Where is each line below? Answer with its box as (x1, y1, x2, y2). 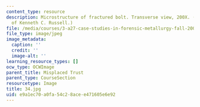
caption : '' (11, 42, 42, 48)
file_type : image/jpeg (6, 31, 62, 37)
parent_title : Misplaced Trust (6, 70, 84, 75)
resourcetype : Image (6, 81, 58, 87)
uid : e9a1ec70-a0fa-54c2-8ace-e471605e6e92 (6, 92, 116, 97)
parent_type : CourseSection (6, 75, 76, 81)
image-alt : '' (11, 53, 46, 59)
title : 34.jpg (6, 86, 42, 92)
